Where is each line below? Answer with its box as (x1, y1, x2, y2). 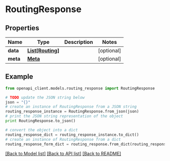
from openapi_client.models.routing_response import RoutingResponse (5, 86, 155, 91)
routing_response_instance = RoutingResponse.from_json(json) (5, 109, 139, 114)
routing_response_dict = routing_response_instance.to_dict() (5, 132, 139, 137)
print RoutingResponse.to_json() (5, 119, 76, 124)
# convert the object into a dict (5, 127, 78, 132)
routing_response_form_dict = (5, 141, 69, 147)
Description (64, 39, 94, 45)
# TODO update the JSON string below (5, 95, 85, 100)
